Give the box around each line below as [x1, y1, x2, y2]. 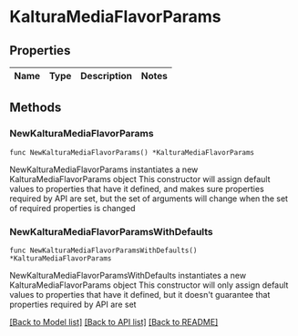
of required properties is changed [9, 202, 136, 213]
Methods [9, 100, 62, 116]
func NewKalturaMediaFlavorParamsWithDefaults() [9, 246, 198, 255]
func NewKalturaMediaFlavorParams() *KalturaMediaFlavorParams [9, 148, 255, 157]
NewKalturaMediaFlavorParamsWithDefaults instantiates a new [9, 270, 247, 280]
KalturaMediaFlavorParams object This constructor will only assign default [9, 280, 289, 290]
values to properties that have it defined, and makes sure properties [9, 183, 264, 194]
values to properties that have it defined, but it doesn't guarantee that [9, 289, 271, 300]
